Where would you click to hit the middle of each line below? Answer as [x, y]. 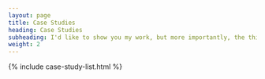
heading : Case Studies [45, 30]
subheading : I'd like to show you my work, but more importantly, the [127, 37]
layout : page [30, 15]
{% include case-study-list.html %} [65, 66]
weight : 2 [24, 45]
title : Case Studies [42, 23]
